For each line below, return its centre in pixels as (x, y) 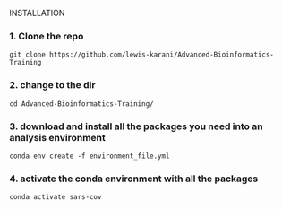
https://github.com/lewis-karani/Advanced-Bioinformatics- (162, 55)
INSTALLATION (37, 13)
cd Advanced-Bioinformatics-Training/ (81, 104)
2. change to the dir (52, 85)
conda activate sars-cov (56, 197)
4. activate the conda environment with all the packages (134, 179)
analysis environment (57, 137)
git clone (28, 55)
